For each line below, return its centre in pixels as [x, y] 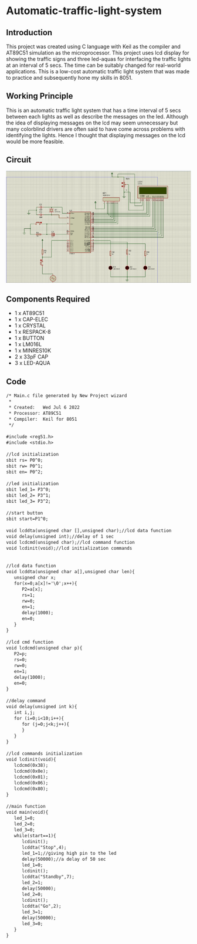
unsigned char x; [35, 578]
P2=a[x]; [32, 590]
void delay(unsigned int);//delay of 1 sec [60, 537]
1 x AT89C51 [30, 313]
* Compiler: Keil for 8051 [43, 419]
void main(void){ [27, 813]
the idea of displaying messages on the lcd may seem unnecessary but [92, 123]
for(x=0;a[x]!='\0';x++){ [45, 584]
